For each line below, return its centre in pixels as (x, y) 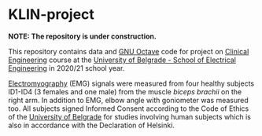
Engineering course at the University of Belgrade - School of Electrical (122, 60)
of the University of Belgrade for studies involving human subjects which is (130, 116)
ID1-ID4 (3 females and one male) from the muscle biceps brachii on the (125, 91)
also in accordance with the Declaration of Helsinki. (92, 125)
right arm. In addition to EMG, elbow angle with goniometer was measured (129, 100)
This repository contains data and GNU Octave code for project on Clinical (129, 51)
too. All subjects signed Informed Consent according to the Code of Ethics (129, 108)
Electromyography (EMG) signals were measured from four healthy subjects (131, 83)
